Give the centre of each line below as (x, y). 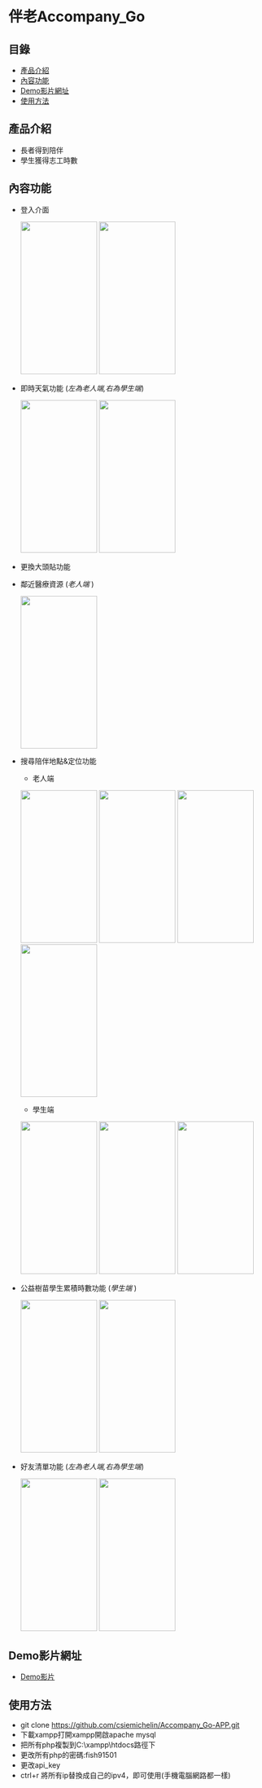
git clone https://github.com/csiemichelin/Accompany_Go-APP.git (130, 1725)
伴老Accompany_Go (77, 17)
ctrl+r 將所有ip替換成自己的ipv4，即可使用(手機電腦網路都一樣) (125, 1776)
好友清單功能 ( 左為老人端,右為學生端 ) (82, 1467)
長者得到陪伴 (41, 150)
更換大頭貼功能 (45, 566)
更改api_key (40, 1765)
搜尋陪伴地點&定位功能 (58, 761)
